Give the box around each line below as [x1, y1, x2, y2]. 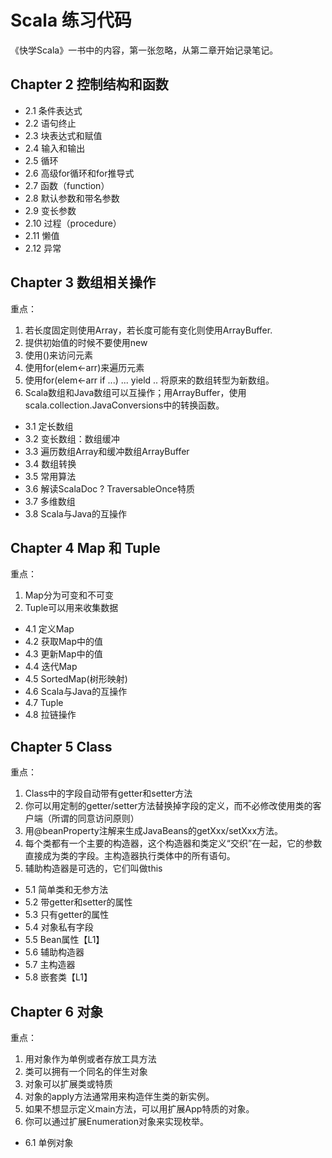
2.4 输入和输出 [24, 142, 86, 154]
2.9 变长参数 [24, 204, 77, 216]
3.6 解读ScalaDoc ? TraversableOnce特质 [24, 482, 195, 495]
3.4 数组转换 [24, 457, 77, 470]
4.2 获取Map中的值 [24, 636, 103, 648]
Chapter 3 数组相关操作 [10, 274, 157, 291]
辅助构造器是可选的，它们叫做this [24, 862, 163, 875]
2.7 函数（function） [24, 179, 110, 191]
